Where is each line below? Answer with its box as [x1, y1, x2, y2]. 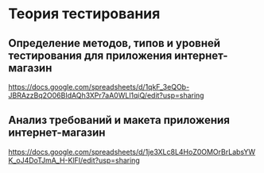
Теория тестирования [8, 5, 161, 23]
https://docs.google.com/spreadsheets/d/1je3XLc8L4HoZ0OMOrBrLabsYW [8, 147, 256, 156]
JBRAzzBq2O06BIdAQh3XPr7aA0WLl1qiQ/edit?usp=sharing [8, 90, 204, 100]
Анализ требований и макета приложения [8, 113, 231, 127]
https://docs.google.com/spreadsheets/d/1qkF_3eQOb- [8, 83, 190, 91]
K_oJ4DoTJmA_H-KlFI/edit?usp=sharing [8, 156, 141, 165]
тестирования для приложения [8, 48, 173, 62]
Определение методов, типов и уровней [8, 37, 221, 50]
